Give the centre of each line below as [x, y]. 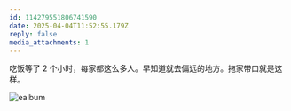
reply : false [33, 34]
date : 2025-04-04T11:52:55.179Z [69, 26]
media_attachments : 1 [49, 42]
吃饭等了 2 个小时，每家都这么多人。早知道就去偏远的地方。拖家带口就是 [142, 68]
